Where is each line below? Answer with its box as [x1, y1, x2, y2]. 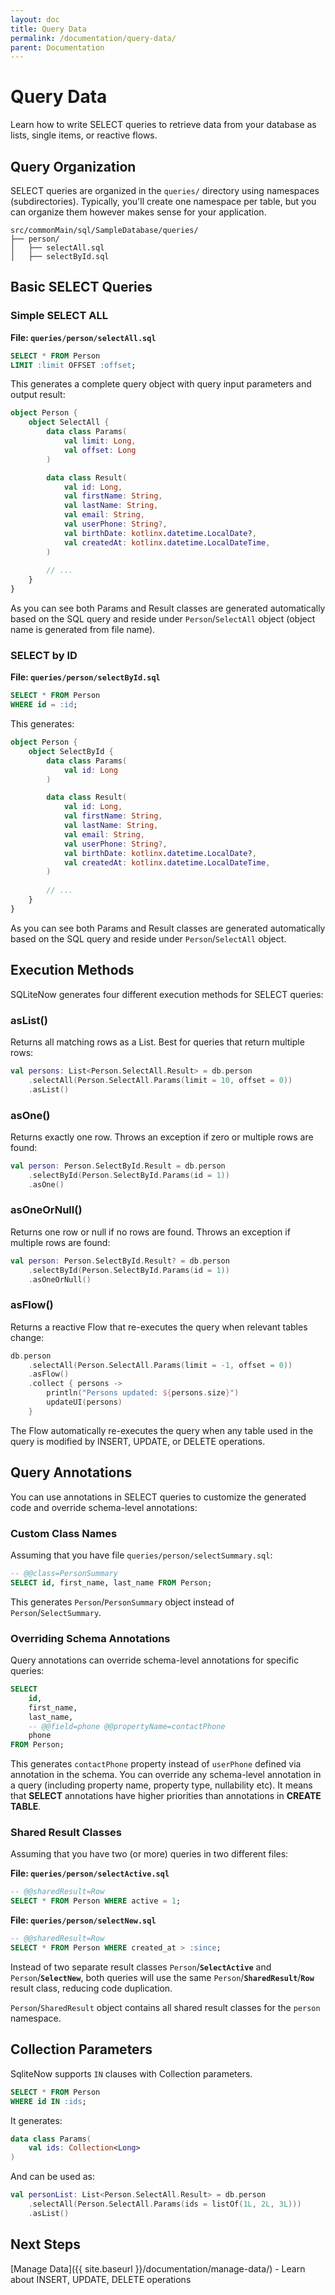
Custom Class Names [10, 1526, 118, 1540]
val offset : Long [63, 445, 137, 455]
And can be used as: [10, 2171, 95, 2183]
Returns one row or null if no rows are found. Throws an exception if [10, 1226, 291, 1238]
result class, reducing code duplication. [10, 1982, 173, 1994]
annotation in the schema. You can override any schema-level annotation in [10, 1769, 322, 1781]
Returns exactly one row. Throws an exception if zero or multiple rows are [10, 1131, 314, 1143]
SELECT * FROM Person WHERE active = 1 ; [10, 1896, 182, 1906]
